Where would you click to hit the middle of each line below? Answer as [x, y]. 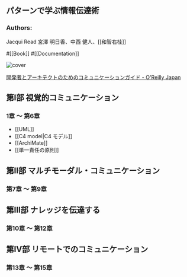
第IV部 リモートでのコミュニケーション [77, 249]
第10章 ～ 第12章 [29, 228]
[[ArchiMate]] [31, 143]
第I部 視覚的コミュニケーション [63, 98]
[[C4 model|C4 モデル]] [43, 136]
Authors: [19, 28]
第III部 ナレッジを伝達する [53, 210]
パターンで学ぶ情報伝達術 [53, 11]
